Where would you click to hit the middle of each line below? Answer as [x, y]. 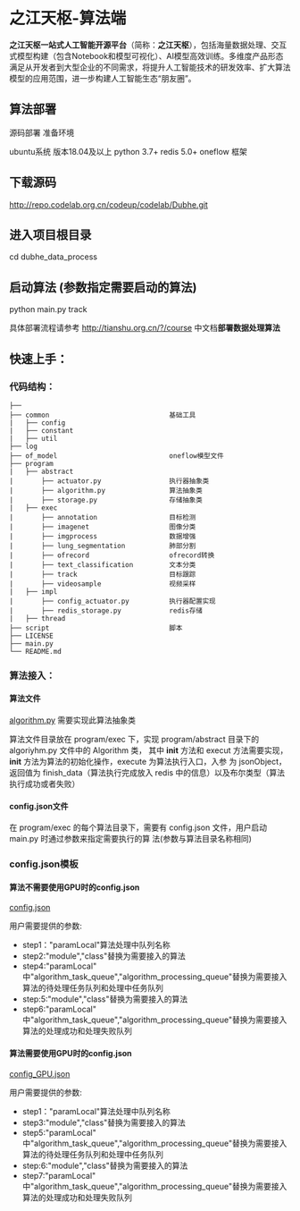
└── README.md [36, 651]
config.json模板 [44, 864]
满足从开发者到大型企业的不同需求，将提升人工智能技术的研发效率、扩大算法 [150, 67]
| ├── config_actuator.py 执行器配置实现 [112, 601]
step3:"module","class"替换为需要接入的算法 [104, 1122]
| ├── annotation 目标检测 [103, 517]
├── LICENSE [31, 636]
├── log [24, 446]
